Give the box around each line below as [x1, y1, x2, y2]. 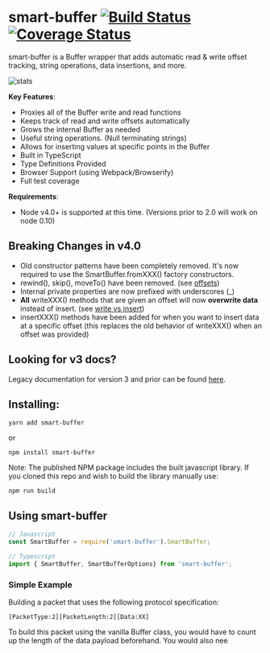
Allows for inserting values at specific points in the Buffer [19, 141, 210, 151]
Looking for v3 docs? [8, 353, 117, 366]
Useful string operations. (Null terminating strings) [19, 133, 187, 143]
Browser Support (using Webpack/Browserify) [19, 167, 174, 177]
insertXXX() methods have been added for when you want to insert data [19, 312, 260, 322]
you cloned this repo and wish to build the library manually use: [8, 471, 219, 481]
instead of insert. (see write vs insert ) [19, 303, 145, 313]
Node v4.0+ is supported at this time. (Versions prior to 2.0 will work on [19, 207, 258, 217]
